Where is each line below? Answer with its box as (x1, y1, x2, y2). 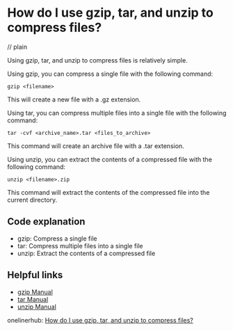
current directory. (7, 195, 58, 204)
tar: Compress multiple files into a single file (17, 241, 144, 250)
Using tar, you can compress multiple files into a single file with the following (7, 108, 227, 117)
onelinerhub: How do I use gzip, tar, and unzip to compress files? (7, 316, 193, 324)
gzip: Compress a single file (17, 234, 97, 243)
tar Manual (17, 295, 49, 303)
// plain (7, 42, 28, 51)
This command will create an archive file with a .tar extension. (7, 141, 184, 150)
